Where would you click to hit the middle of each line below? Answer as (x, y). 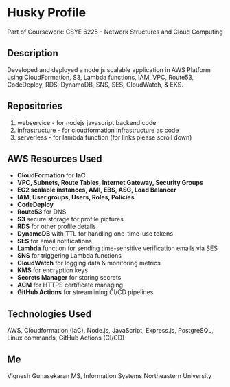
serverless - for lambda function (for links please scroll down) (104, 137)
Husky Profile (47, 13)
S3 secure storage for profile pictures (70, 219)
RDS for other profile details (56, 226)
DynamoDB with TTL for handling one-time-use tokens (95, 234)
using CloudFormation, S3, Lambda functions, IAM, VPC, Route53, (101, 77)
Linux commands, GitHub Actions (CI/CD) (66, 338)
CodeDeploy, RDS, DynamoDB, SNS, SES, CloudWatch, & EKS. (95, 85)
